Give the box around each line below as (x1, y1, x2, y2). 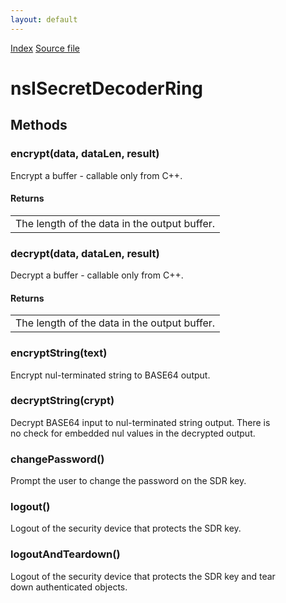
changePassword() (10, 452, 105, 466)
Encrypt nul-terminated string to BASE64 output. (10, 369, 211, 381)
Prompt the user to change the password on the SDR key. (10, 475, 247, 487)
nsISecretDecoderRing (10, 77, 203, 100)
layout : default (10, 14, 78, 25)
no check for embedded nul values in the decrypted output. (10, 427, 256, 439)
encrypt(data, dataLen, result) (10, 147, 160, 161)
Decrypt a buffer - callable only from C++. (10, 269, 184, 281)
